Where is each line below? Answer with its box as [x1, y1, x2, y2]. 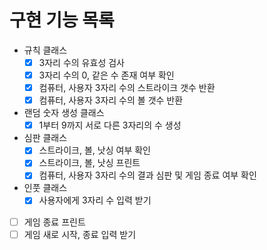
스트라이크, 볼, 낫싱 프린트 [38, 157, 141, 169]
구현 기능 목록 [9, 9, 115, 32]
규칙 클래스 [23, 44, 68, 56]
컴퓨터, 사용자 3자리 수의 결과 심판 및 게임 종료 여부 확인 [38, 169, 257, 181]
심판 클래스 [23, 132, 68, 144]
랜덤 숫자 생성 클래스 [23, 107, 105, 119]
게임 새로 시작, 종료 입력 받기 [23, 228, 137, 240]
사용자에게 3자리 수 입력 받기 [38, 194, 152, 206]
